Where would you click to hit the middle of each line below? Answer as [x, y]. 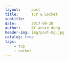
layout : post [23, 10]
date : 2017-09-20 [29, 23]
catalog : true [20, 37]
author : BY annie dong [33, 28]
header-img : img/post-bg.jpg [35, 32]
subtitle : [15, 19]
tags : [11, 42]
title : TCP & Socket [31, 14]
